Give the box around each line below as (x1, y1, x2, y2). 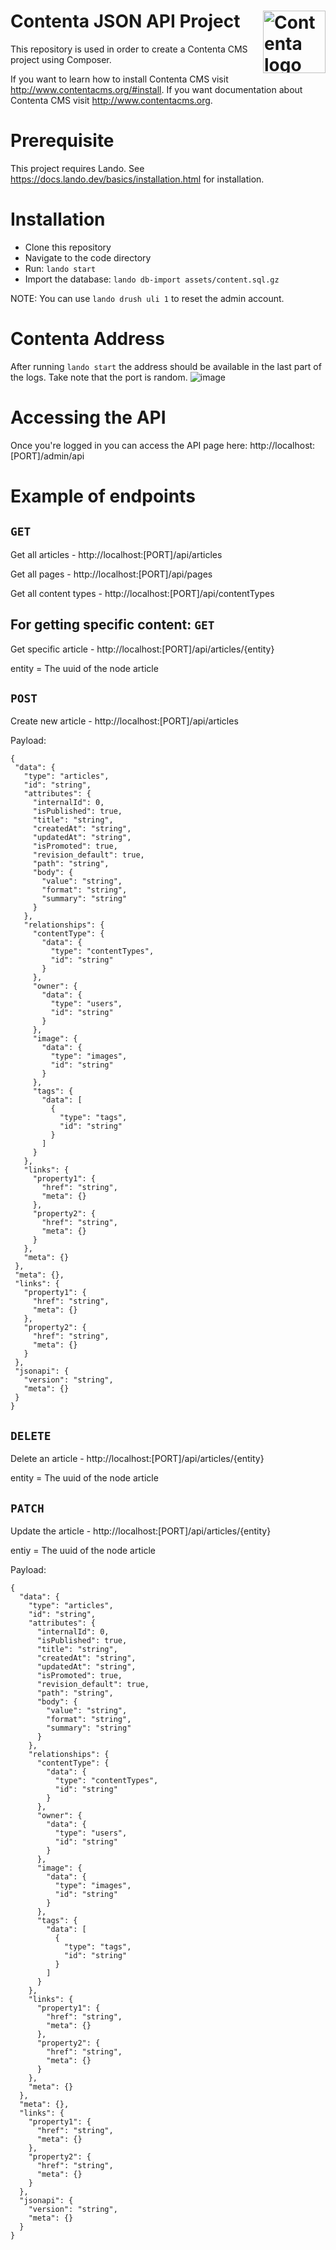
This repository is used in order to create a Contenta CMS (10, 43, 248, 55)
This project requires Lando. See (10, 162, 145, 174)
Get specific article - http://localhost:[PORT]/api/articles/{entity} (10, 643, 275, 655)
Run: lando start (24, 262, 97, 274)
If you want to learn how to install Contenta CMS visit (10, 73, 229, 85)
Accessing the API (10, 406, 167, 429)
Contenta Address (10, 328, 166, 350)
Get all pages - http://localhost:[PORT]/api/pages (10, 568, 213, 580)
